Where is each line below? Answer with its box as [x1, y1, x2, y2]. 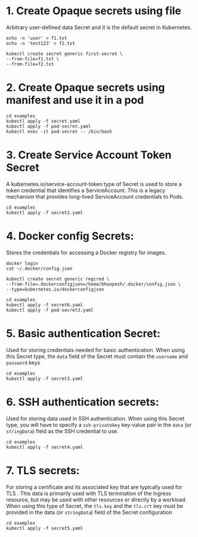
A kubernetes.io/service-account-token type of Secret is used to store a [6, 180, 182, 187]
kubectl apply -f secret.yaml [6, 118, 81, 124]
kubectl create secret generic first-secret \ [6, 50, 123, 57]
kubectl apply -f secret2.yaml [6, 209, 83, 216]
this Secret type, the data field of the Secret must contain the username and [6, 353, 188, 360]
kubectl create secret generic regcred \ [6, 276, 110, 282]
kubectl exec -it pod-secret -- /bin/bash [6, 129, 112, 135]
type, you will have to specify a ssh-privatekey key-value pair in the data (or [6, 421, 192, 428]
